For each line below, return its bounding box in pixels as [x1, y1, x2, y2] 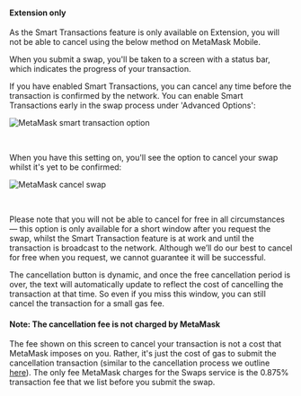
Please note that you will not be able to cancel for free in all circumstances [9, 214, 286, 224]
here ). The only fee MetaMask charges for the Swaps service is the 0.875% [9, 367, 289, 378]
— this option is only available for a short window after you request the [9, 224, 271, 234]
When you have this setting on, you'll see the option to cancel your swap [9, 153, 279, 163]
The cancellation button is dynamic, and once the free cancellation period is [9, 269, 291, 280]
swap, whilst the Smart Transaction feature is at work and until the [9, 233, 254, 244]
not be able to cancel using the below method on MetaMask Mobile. [9, 37, 261, 48]
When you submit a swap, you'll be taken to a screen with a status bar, [9, 54, 271, 65]
